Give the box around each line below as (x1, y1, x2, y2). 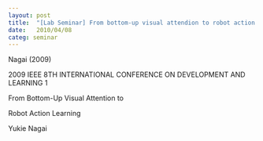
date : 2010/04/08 (8, 26, 72, 34)
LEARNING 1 (8, 78, 48, 88)
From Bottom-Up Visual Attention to (8, 93, 124, 103)
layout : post (8, 11, 51, 20)
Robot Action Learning (8, 109, 81, 118)
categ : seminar (8, 33, 58, 42)
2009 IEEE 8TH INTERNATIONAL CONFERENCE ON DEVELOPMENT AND (8, 70, 246, 79)
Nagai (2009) (8, 55, 52, 64)
